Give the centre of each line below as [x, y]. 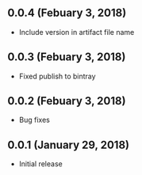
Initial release [40, 164]
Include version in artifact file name [77, 32]
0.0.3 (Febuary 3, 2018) [67, 57]
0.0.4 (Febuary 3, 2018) [67, 13]
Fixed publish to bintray [57, 76]
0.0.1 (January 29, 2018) [69, 145]
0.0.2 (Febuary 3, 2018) [67, 101]
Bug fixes [35, 120]
